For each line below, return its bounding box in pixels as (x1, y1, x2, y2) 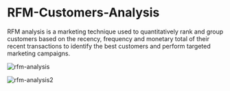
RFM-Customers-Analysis (7, 5, 160, 21)
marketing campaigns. (7, 49, 71, 57)
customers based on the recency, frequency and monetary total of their (7, 34, 209, 42)
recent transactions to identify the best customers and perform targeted (7, 42, 211, 50)
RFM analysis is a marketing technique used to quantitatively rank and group (7, 27, 224, 36)
